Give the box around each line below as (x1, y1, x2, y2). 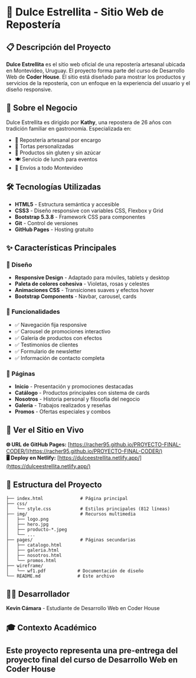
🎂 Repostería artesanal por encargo (14, 136, 102, 144)
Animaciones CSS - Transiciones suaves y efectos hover (14, 287, 155, 294)
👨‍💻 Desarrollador (6, 589, 70, 599)
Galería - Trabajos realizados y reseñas (14, 401, 111, 408)
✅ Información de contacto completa (14, 354, 105, 361)
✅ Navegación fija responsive (14, 321, 87, 328)
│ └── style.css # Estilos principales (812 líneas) (6, 505, 170, 512)
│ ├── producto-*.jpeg (6, 526, 67, 533)
